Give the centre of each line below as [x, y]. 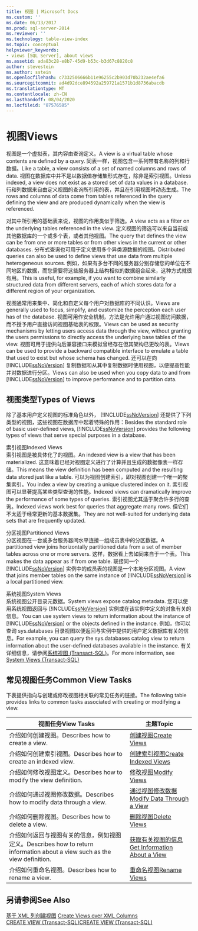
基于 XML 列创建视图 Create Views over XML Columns [72, 916]
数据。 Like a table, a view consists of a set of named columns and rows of [96, 169]
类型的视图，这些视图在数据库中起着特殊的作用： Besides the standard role [97, 422]
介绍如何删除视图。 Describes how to [60, 817]
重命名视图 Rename [156, 870]
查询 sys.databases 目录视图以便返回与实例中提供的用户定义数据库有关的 [95, 631]
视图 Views [32, 136]
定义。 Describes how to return [52, 844]
